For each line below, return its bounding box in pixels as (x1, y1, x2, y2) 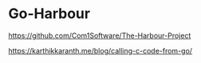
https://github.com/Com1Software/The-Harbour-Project (8, 31, 191, 40)
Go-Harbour (8, 5, 90, 23)
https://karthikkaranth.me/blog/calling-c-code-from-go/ (8, 46, 193, 55)
